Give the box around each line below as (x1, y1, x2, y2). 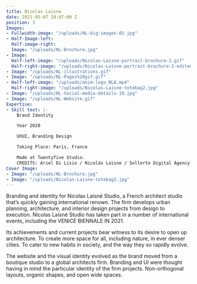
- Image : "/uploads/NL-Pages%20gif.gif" (6, 74, 107, 80)
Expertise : (6, 101, 33, 107)
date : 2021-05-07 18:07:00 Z (6, 14, 77, 20)
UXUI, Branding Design (16, 133, 72, 140)
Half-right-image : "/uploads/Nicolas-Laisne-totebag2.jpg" (11, 85, 159, 91)
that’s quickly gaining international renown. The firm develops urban (6, 199, 171, 206)
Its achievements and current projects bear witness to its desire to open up (6, 229, 188, 236)
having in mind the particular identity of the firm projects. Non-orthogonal (6, 265, 184, 272)
